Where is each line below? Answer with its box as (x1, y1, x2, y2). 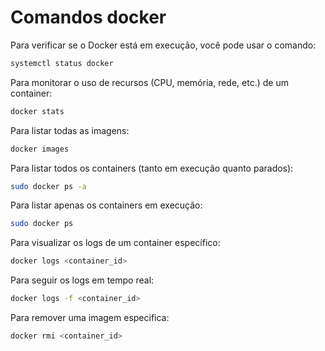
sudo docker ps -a (10, 181, 87, 191)
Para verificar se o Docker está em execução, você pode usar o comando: (10, 39, 317, 51)
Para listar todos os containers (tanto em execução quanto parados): (10, 162, 294, 174)
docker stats (10, 106, 65, 116)
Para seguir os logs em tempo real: (10, 274, 155, 286)
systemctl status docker (10, 58, 114, 68)
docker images (10, 144, 70, 154)
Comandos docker (10, 6, 167, 29)
